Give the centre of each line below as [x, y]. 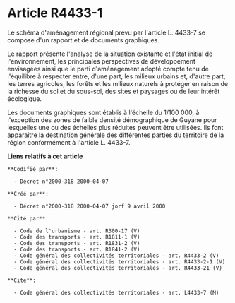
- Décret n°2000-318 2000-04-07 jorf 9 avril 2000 [90, 206]
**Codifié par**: [33, 169]
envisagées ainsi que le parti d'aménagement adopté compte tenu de [108, 69]
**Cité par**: [28, 218]
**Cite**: [22, 280]
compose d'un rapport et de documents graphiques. [84, 40]
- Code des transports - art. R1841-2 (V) [77, 249]
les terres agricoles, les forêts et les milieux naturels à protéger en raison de [117, 83]
